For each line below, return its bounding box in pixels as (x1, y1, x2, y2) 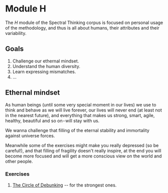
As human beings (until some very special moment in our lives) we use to (5, 101, 156, 107)
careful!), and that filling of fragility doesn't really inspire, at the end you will (5, 147, 161, 153)
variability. (5, 30, 27, 36)
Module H (5, 3, 47, 14)
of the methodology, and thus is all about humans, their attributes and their (5, 24, 159, 30)
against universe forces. (5, 132, 55, 138)
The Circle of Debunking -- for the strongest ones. (12, 182, 117, 188)
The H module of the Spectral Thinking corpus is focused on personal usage (5, 19, 163, 25)
